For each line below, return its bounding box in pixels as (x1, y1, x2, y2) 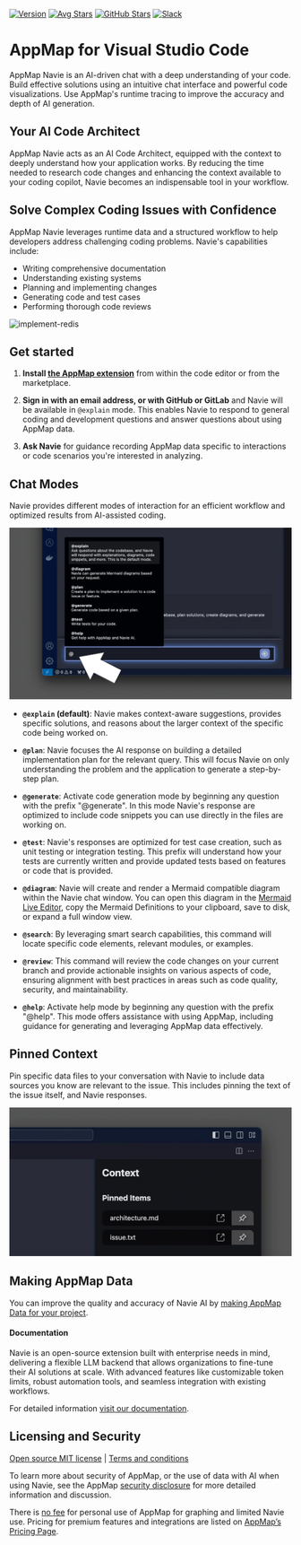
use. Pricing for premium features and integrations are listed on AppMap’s (9, 1516, 282, 1527)
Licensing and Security (9, 1429, 142, 1445)
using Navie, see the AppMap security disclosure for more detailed (9, 1480, 257, 1490)
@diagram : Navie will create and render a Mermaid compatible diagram (21, 882, 280, 893)
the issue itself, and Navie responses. (9, 1089, 148, 1100)
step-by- (248, 764, 282, 774)
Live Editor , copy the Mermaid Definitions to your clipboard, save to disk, (21, 902, 291, 912)
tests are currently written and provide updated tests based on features (21, 855, 287, 866)
